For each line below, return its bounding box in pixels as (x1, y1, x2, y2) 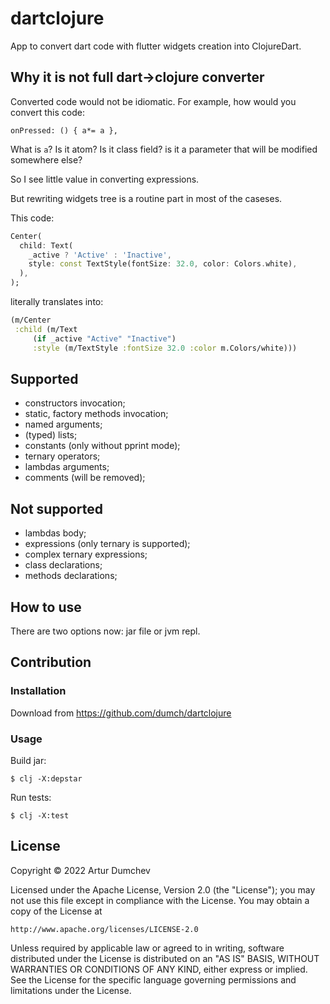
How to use (10, 598, 82, 616)
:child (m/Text (14, 324, 78, 334)
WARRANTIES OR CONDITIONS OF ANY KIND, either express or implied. (10, 963, 308, 975)
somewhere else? (10, 153, 83, 166)
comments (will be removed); (24, 472, 146, 484)
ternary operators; (24, 450, 101, 462)
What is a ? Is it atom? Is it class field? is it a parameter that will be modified (10, 143, 318, 155)
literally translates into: (10, 296, 104, 307)
